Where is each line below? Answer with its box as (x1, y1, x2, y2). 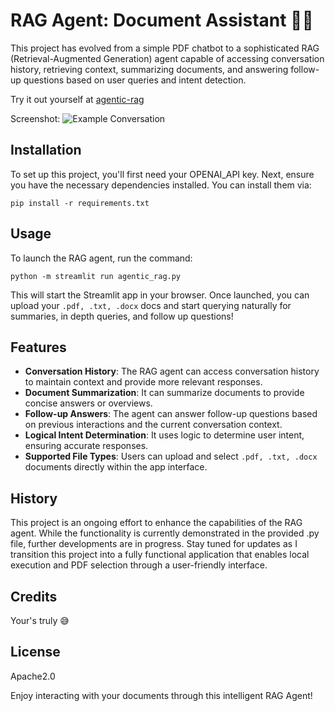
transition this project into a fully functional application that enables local (10, 549, 310, 561)
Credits (10, 588, 58, 605)
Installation (10, 142, 82, 159)
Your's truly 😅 (10, 615, 70, 626)
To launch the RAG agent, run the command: (10, 252, 193, 264)
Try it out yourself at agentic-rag (10, 93, 145, 105)
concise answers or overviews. (24, 397, 153, 409)
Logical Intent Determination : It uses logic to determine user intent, (24, 429, 305, 441)
